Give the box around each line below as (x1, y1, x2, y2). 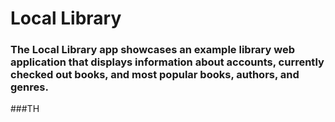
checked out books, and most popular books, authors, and (10, 68, 300, 82)
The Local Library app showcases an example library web (10, 43, 295, 57)
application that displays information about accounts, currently (10, 55, 325, 69)
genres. (10, 80, 49, 94)
